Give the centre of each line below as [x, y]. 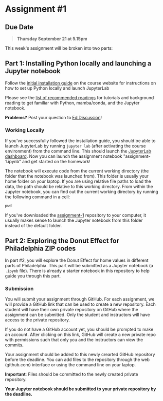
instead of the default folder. [34, 225]
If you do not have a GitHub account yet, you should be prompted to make [79, 329]
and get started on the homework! [56, 162]
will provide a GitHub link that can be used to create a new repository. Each [80, 304]
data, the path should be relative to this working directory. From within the [79, 187]
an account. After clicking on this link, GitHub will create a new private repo [81, 335]
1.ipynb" [13, 162]
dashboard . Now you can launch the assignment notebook [64, 156]
